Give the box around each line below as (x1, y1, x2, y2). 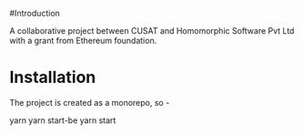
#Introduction (9, 8, 61, 18)
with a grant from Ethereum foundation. (9, 36, 157, 46)
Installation (9, 67, 96, 88)
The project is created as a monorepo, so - (9, 97, 170, 108)
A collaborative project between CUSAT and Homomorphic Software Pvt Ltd (9, 26, 295, 36)
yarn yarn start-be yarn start (9, 114, 116, 126)
